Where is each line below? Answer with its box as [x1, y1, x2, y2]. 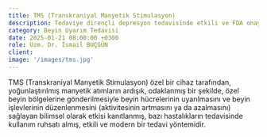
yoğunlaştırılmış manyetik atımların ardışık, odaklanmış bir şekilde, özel [8, 86, 240, 95]
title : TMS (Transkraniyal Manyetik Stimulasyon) [8, 11, 176, 20]
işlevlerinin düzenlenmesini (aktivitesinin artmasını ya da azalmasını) [8, 102, 231, 112]
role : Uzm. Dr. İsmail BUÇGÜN [8, 41, 109, 49]
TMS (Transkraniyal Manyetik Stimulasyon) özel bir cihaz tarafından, [8, 77, 232, 87]
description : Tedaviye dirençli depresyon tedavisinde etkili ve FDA [8, 19, 244, 27]
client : [8, 48, 34, 56]
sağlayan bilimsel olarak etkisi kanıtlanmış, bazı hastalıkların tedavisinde [8, 111, 244, 120]
